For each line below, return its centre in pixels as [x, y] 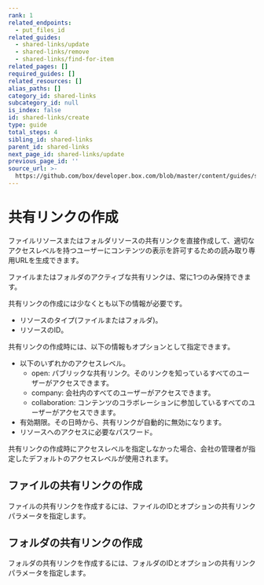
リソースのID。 [44, 330]
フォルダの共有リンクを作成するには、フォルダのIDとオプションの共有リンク [132, 563]
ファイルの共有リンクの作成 [75, 486]
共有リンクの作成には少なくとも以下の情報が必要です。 [97, 303]
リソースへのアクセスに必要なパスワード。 [88, 432]
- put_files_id [40, 30]
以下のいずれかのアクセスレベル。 [75, 363]
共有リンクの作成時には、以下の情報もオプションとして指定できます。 [121, 346]
